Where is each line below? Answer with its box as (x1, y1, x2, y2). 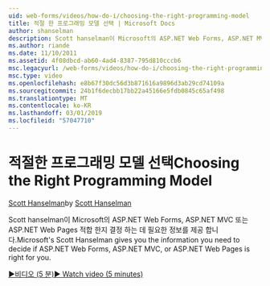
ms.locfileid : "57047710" (8, 117, 95, 125)
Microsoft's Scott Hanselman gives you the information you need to (16, 234, 240, 244)
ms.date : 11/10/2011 (8, 49, 78, 57)
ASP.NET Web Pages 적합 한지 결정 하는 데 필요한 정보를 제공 (8, 225, 204, 234)
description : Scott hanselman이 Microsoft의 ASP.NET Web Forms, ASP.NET (8, 34, 254, 43)
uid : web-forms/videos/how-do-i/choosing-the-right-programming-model (8, 11, 250, 20)
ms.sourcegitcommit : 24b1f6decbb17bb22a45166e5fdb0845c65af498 (8, 86, 225, 95)
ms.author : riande (8, 42, 70, 50)
